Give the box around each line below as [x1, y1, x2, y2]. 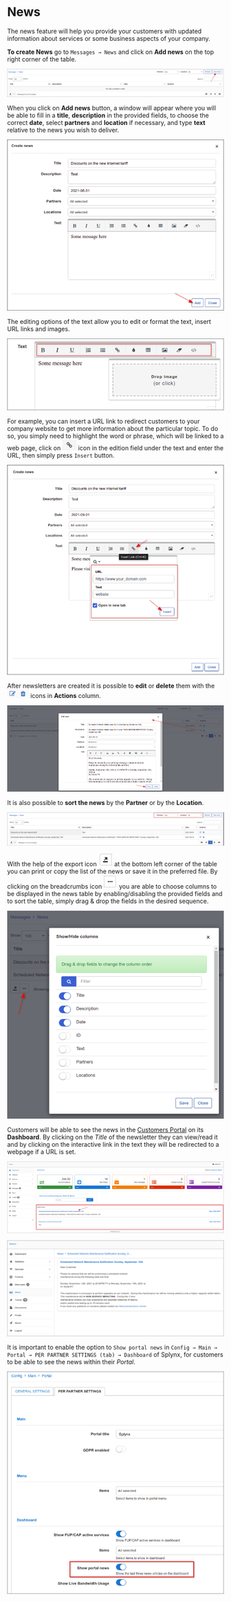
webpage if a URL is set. [7, 1147, 76, 1156]
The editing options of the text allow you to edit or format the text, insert [7, 318, 212, 326]
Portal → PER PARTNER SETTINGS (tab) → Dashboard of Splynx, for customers [7, 1350, 223, 1359]
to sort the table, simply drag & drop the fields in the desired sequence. [7, 897, 209, 905]
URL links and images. [7, 325, 70, 333]
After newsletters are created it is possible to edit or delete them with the [7, 681, 215, 690]
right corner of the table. [7, 55, 77, 63]
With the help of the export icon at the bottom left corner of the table [7, 860, 218, 869]
